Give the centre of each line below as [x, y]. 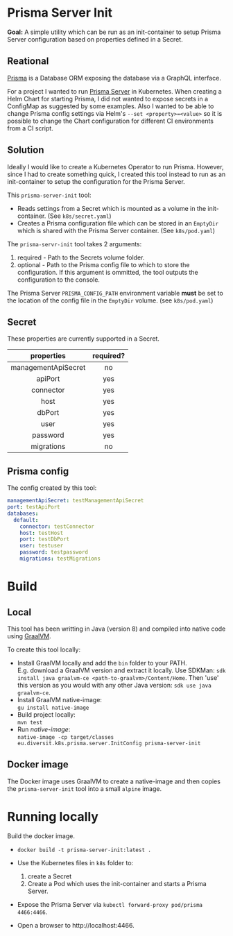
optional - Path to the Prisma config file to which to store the [103, 264]
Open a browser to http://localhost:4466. [76, 925]
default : [26, 520]
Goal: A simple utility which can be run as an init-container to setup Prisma [114, 32]
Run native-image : [44, 729]
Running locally [53, 816]
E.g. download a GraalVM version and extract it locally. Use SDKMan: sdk [121, 670]
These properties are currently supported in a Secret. [83, 339]
